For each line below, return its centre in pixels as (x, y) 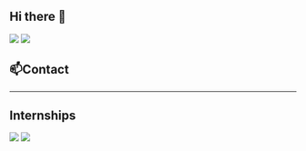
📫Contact (40, 70)
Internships (43, 116)
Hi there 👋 (38, 17)
